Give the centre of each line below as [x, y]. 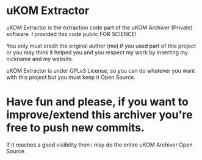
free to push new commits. [76, 128]
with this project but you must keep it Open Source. [71, 77]
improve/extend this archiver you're [100, 115]
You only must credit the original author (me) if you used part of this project [101, 46]
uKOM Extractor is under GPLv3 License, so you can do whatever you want [101, 70]
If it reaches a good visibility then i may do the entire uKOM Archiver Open [100, 145]
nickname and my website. [40, 59]
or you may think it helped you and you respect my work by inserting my [97, 52]
